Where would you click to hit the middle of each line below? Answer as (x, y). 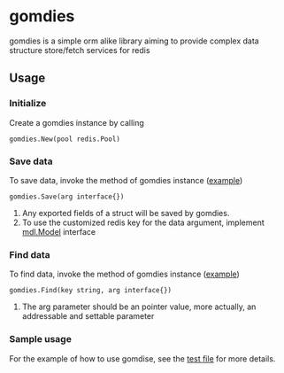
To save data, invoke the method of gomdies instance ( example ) (126, 180)
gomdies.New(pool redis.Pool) (65, 139)
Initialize (28, 104)
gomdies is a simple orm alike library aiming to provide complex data (134, 41)
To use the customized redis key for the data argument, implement (143, 222)
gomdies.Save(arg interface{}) (67, 197)
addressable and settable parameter (88, 316)
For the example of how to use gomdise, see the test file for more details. (142, 358)
